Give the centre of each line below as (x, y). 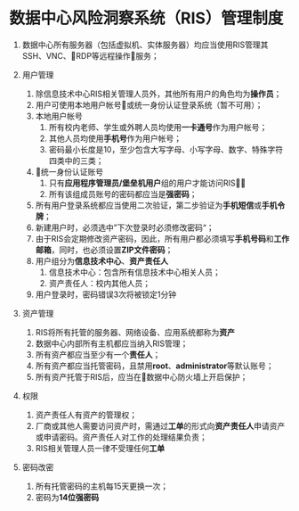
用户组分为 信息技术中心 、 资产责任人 (102, 260)
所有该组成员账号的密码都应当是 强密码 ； (123, 194)
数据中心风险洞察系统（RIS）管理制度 (146, 18)
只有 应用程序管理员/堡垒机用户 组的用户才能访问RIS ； (147, 183)
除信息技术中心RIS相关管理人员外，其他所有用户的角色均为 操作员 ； (158, 94)
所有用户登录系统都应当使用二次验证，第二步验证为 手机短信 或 (149, 205)
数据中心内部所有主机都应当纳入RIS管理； (112, 343)
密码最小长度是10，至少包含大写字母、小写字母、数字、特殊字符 (166, 149)
